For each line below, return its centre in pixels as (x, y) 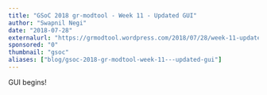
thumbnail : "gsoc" (39, 52)
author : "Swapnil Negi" (48, 23)
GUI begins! (27, 82)
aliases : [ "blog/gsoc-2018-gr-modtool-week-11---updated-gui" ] (115, 60)
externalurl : (30, 38)
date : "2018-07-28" (41, 30)
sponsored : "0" (33, 45)
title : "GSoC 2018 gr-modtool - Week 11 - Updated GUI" (103, 15)
